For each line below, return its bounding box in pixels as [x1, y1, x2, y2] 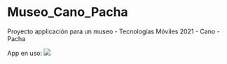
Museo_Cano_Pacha [7, 4, 128, 20]
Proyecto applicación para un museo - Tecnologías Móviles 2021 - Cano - [7, 27, 221, 35]
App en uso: [7, 49, 43, 57]
